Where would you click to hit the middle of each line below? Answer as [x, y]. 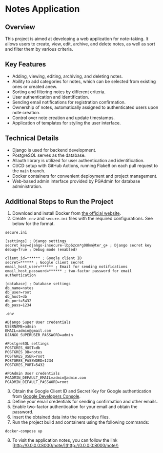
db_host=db [16, 297]
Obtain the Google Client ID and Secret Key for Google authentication [81, 391]
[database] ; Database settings [38, 284]
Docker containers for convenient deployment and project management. [85, 176]
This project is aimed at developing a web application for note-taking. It [77, 39]
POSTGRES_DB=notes [24, 352]
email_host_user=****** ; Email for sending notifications [66, 267]
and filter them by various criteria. [39, 49]
